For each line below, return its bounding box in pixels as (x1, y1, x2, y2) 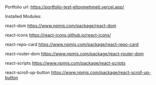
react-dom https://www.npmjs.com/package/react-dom (5, 23, 116, 28)
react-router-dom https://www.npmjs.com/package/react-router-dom (5, 51, 144, 57)
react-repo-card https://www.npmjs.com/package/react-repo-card (5, 42, 139, 47)
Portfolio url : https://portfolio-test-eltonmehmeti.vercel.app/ (5, 4, 125, 10)
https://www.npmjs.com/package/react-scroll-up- (50, 70, 151, 75)
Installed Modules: (5, 14, 42, 19)
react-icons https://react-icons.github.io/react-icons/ (5, 32, 111, 38)
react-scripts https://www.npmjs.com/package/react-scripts (5, 60, 126, 66)
